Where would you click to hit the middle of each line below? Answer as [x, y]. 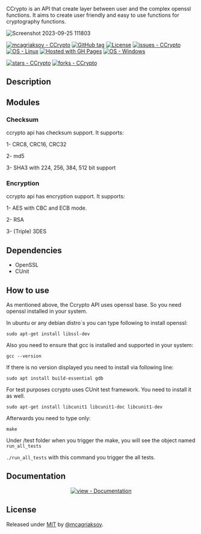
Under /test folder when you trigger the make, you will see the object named [101, 440]
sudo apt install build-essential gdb [55, 379]
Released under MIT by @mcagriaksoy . [55, 524]
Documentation [36, 476]
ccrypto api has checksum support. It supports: [65, 133]
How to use [28, 290]
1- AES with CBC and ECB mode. [47, 208]
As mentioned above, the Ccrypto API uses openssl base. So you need [94, 305]
